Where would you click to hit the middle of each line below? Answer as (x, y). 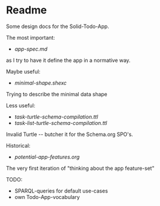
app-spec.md (31, 49)
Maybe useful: (23, 71)
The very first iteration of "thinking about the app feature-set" (80, 168)
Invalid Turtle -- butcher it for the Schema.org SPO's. (69, 134)
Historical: (18, 145)
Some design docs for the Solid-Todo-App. (58, 26)
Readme (27, 10)
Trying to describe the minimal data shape (57, 94)
